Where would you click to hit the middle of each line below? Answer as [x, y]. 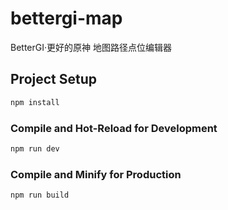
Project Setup [54, 79]
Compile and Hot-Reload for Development [114, 128]
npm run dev [35, 148]
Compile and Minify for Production [96, 174]
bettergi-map [66, 18]
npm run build [40, 195]
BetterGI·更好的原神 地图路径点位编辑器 [91, 47]
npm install [35, 102]
